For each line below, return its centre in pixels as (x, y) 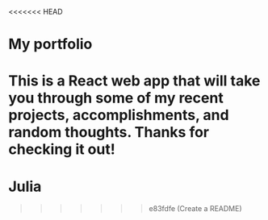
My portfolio (50, 44)
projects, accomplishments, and (119, 115)
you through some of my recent (116, 98)
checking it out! (62, 149)
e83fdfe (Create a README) (195, 209)
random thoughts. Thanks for (109, 133)
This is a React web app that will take (134, 81)
